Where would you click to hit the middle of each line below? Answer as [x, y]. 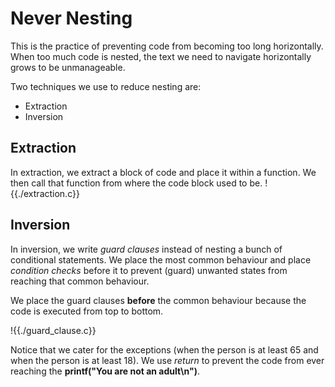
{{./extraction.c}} [45, 193]
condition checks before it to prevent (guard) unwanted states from [149, 270]
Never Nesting [71, 18]
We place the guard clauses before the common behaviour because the [158, 300]
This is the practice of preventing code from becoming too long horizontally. [167, 46]
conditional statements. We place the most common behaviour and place [161, 259]
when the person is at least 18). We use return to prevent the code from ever [167, 360]
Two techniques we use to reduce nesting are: [106, 86]
